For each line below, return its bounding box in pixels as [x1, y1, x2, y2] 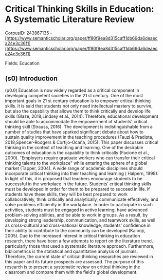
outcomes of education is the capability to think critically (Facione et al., [5, 150, 149, 155]
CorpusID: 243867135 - [5, 30, 53, 36]
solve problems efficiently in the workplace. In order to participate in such [5, 201, 153, 207]
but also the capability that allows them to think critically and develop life [5, 108, 151, 114]
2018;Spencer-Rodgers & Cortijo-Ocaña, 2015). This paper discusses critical [5, 139, 159, 145]
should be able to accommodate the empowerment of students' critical [5, 118, 147, 124]
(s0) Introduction [5, 74, 58, 83]
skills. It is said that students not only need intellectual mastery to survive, [5, 103, 153, 108]
